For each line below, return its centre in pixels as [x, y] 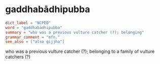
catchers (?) [18, 57]
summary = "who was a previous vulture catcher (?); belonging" [75, 32]
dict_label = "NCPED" [28, 23]
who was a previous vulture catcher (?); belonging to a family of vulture [80, 51]
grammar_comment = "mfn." [33, 37]
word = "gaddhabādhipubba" [34, 27]
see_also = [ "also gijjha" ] [35, 42]
